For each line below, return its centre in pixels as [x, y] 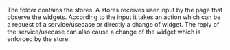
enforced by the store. [38, 39]
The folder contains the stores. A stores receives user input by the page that [115, 10]
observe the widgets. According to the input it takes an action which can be [114, 17]
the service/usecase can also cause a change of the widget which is [104, 32]
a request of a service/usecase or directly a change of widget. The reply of [113, 24]
